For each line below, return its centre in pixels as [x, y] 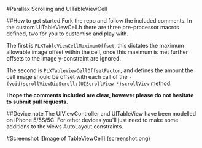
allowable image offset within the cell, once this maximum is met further [97, 52]
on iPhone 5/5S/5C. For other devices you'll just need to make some [92, 120]
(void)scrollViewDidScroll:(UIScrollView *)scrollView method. [89, 83]
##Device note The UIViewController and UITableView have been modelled [101, 113]
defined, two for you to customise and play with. [68, 34]
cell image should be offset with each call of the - [69, 77]
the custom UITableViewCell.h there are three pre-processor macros [93, 27]
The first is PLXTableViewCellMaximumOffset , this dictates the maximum [95, 46]
